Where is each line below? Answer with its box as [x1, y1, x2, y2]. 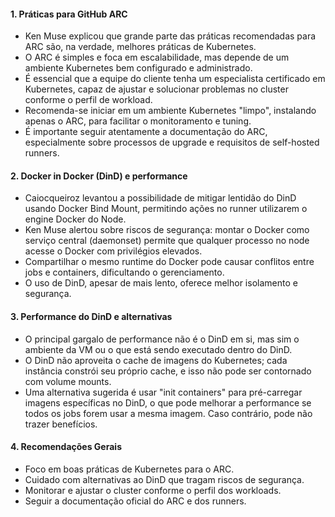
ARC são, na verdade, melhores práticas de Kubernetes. [24, 41, 257, 53]
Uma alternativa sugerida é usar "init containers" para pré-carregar [24, 386, 303, 398]
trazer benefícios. [24, 418, 98, 430]
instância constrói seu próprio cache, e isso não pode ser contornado [24, 365, 312, 377]
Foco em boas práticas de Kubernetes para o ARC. [24, 463, 235, 475]
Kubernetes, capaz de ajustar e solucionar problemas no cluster [24, 83, 289, 95]
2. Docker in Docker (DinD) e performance [10, 170, 188, 182]
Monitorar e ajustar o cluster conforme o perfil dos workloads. [24, 484, 282, 496]
